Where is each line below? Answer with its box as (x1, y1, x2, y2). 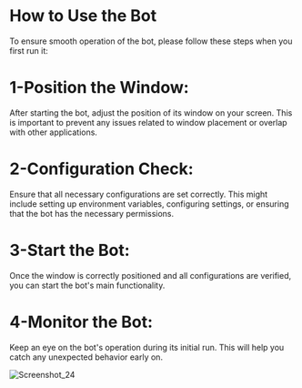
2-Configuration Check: (9, 158, 194, 179)
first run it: (9, 45, 48, 56)
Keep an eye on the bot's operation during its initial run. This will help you (9, 342, 285, 352)
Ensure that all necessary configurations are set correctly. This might (9, 189, 268, 199)
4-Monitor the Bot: (9, 311, 153, 332)
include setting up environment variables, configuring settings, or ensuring (9, 198, 289, 209)
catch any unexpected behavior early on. (9, 352, 164, 362)
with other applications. (9, 127, 98, 138)
